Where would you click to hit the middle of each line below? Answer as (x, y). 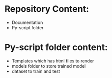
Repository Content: (47, 9)
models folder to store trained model (49, 66)
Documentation (27, 22)
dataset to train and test (36, 71)
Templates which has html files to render (53, 61)
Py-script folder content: (56, 48)
